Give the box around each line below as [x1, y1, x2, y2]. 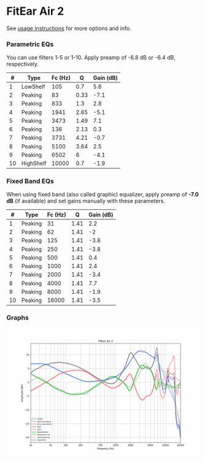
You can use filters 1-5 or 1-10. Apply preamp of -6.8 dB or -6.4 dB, [6, 54, 176, 61]
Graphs [6, 314, 29, 322]
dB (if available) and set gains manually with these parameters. [6, 198, 166, 205]
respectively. [6, 60, 39, 68]
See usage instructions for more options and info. [6, 25, 132, 32]
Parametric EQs [6, 40, 54, 48]
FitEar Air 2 [6, 4, 64, 18]
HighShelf [21, 160, 47, 167]
